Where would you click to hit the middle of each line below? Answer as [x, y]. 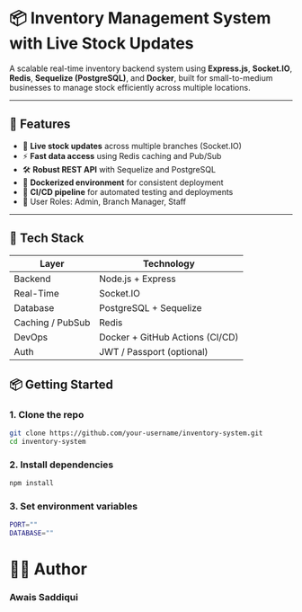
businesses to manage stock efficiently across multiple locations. [130, 87]
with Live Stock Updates [102, 44]
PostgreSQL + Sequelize [150, 307]
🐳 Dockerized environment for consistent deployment [123, 182]
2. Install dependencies [62, 465]
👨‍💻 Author [49, 569]
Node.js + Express [138, 279]
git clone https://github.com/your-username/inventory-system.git [136, 433]
